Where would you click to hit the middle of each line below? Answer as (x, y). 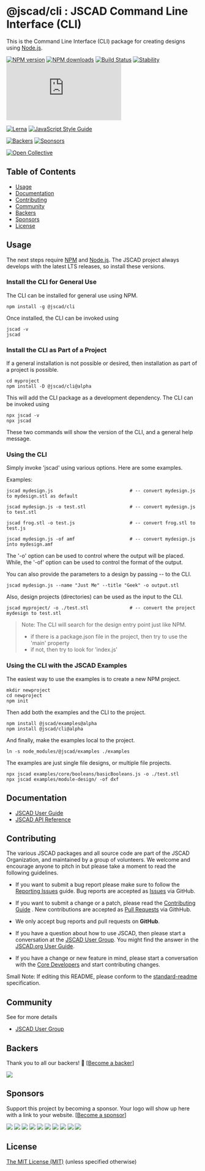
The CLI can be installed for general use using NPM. (72, 295)
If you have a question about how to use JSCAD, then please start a (100, 933)
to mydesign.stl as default (42, 496)
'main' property (50, 643)
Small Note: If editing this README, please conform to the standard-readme (102, 977)
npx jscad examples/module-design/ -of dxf (63, 779)
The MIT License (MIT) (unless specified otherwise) (72, 1161)
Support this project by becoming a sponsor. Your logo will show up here (98, 1108)
